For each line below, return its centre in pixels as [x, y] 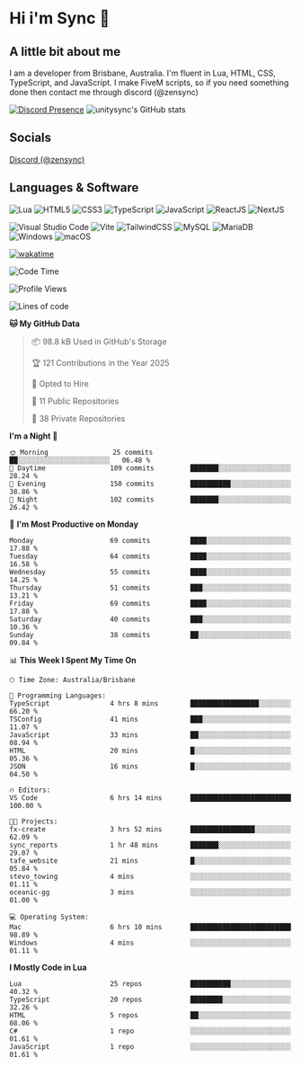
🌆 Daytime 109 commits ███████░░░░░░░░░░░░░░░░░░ [150, 468]
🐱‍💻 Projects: [34, 822]
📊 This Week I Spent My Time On [73, 660]
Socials [31, 138]
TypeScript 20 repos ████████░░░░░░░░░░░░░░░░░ [150, 999]
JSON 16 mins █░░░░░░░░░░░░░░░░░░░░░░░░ [150, 766]
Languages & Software [74, 188]
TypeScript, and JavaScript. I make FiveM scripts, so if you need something [149, 83]
